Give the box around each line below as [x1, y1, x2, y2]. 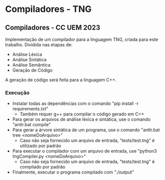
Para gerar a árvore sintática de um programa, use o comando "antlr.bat [12, 127, 160, 133]
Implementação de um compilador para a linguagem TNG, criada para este [5, 36, 158, 42]
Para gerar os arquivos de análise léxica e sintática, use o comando [12, 116, 151, 122]
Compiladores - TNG [5, 3, 92, 15]
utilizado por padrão [19, 143, 61, 149]
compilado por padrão [19, 164, 66, 170]
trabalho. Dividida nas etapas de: [5, 42, 73, 48]
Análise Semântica [12, 62, 51, 68]
